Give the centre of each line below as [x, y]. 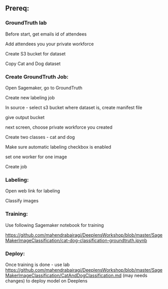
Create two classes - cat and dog [40, 137]
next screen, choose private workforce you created [59, 127]
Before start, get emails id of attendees [46, 34]
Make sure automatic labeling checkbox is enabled [58, 147]
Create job [16, 166]
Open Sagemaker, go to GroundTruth [44, 88]
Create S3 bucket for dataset [36, 53]
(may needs [135, 275]
